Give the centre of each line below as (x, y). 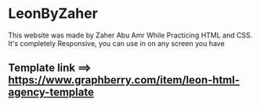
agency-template (51, 92)
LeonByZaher (53, 14)
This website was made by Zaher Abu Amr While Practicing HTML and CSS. (130, 35)
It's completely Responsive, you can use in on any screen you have (116, 43)
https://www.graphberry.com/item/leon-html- (124, 80)
